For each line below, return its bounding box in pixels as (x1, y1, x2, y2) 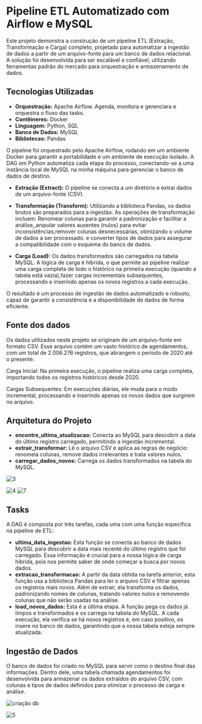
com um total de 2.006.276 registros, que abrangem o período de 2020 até (6, 349, 193, 356)
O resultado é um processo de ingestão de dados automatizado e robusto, (6, 289, 191, 297)
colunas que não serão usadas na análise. (14, 596, 119, 604)
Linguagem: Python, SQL (14, 122, 78, 129)
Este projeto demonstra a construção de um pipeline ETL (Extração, (6, 37, 175, 44)
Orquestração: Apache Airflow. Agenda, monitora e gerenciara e (14, 103, 177, 110)
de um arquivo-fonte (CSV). (14, 190, 84, 198)
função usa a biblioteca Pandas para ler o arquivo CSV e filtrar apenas (14, 577, 190, 584)
